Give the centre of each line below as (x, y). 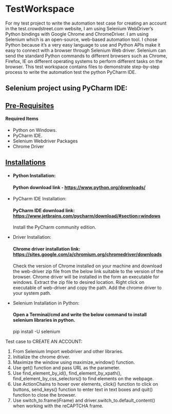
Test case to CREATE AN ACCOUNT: (44, 341)
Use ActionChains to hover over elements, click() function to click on (85, 384)
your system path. (32, 293)
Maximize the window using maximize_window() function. (74, 362)
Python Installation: (34, 175)
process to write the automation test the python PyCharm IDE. (71, 72)
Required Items (22, 119)
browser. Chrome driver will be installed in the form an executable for (86, 277)
